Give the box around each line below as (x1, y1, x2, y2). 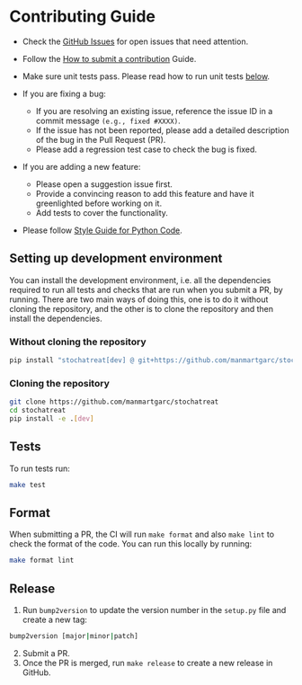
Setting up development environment (9, 251, 223, 266)
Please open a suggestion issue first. (35, 178, 173, 190)
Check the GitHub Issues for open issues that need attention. (22, 36, 249, 47)
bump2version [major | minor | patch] (9, 632, 139, 641)
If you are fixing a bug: (22, 88, 106, 99)
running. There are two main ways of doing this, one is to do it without (9, 294, 269, 305)
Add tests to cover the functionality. (35, 207, 169, 218)
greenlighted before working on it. (35, 198, 163, 209)
